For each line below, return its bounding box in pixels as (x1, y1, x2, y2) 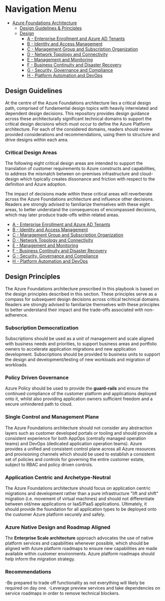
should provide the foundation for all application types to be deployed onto (5, 506, 157, 512)
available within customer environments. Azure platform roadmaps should (5, 551, 155, 557)
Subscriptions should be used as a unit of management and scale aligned (5, 335, 154, 342)
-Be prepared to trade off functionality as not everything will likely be (5, 580, 145, 586)
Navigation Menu (5, 3, 77, 15)
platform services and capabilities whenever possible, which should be (5, 540, 149, 546)
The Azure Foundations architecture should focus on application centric (5, 485, 151, 491)
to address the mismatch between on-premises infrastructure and (5, 171, 139, 177)
